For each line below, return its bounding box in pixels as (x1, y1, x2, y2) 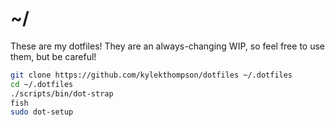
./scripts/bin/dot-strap (10, 88, 114, 99)
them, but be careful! (10, 50, 97, 62)
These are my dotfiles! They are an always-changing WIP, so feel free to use (10, 40, 325, 52)
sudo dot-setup (10, 107, 74, 117)
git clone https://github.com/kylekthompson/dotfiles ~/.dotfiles (10, 70, 293, 80)
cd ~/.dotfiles (10, 79, 74, 89)
